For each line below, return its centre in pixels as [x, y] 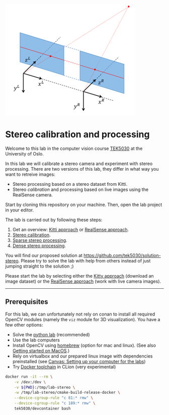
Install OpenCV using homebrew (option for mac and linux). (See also [84, 345]
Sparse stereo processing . [40, 240]
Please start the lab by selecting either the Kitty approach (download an [80, 276]
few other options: [24, 325]
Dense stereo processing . [39, 245]
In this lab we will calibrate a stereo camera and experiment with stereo [79, 164]
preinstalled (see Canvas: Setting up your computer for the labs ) [79, 361]
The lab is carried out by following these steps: [54, 220]
